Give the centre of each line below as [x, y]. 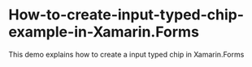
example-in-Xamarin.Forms [104, 32]
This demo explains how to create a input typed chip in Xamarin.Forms [126, 54]
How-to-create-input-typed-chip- [126, 15]
